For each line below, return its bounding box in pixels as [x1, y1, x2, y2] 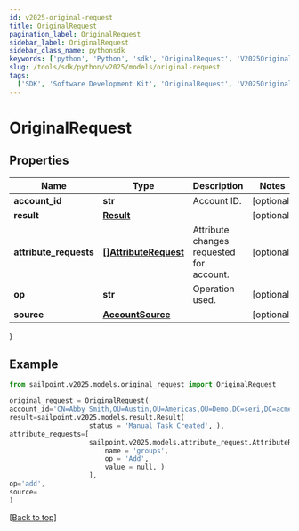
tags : [9, 71, 29, 80]
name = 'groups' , [104, 446, 169, 455]
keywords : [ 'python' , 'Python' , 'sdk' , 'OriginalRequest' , [9, 54, 233, 63]
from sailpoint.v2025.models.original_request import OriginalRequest [9, 380, 277, 389]
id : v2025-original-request [9, 12, 114, 22]
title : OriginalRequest [9, 21, 98, 30]
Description [192, 179, 244, 192]
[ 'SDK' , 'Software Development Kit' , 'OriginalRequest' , [17, 79, 233, 88]
